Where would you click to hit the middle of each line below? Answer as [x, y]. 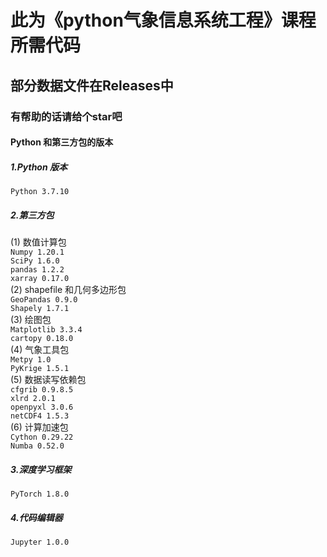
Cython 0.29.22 [42, 437]
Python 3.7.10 [40, 192]
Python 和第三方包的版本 [62, 142]
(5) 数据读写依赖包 [48, 380]
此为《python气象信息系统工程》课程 [163, 20]
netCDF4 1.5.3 [40, 416]
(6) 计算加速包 [39, 427]
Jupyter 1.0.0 [40, 542]
